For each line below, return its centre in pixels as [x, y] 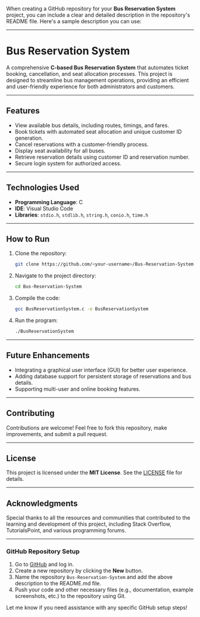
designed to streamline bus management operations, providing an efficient [98, 80]
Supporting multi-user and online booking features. [78, 389]
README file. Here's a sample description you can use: [74, 21]
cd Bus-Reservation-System [48, 287]
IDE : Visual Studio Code [44, 208]
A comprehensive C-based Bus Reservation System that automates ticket [97, 67]
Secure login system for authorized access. [68, 163]
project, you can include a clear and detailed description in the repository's [98, 15]
